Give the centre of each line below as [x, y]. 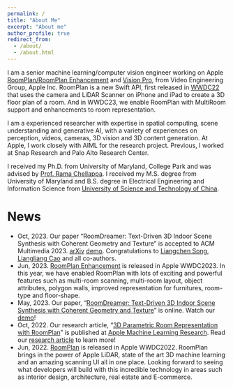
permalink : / [26, 14]
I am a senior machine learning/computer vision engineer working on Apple [115, 72]
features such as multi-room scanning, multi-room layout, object [110, 281]
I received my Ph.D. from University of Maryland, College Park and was [109, 166]
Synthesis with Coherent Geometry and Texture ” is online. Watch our [116, 310]
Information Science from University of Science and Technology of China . [113, 188]
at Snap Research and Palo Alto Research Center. [78, 152]
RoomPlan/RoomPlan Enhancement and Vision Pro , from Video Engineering [115, 80]
